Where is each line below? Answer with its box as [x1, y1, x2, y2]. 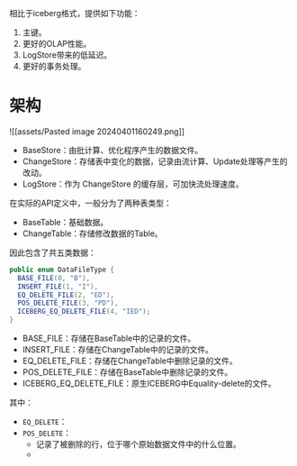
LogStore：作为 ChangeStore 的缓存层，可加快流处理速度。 [22, 178, 244, 189]
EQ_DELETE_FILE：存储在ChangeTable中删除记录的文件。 [22, 355, 238, 367]
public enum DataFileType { [9, 265, 115, 274]
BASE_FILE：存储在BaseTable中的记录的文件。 [22, 333, 196, 344]
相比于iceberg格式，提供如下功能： [9, 8, 140, 18]
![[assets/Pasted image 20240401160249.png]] [9, 125, 185, 137]
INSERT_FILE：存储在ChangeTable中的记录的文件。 [22, 344, 214, 355]
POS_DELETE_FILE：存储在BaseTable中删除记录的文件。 [22, 367, 233, 378]
